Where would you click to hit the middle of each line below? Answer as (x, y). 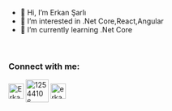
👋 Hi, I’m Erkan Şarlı (53, 13)
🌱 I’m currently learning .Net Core (76, 30)
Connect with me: (44, 66)
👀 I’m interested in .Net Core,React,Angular (92, 21)
